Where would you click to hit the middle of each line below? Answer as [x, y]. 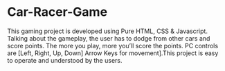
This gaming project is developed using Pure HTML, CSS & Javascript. [107, 31]
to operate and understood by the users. [65, 60]
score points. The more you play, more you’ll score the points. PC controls [113, 45]
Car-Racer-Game [57, 12]
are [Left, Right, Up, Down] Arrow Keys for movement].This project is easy [113, 53]
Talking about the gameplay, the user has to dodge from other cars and [109, 38]
